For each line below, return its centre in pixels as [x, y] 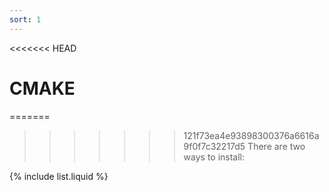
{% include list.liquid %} [59, 176]
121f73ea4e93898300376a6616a [251, 135]
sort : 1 [25, 19]
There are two [276, 146]
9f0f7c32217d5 [214, 146]
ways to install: [214, 157]
